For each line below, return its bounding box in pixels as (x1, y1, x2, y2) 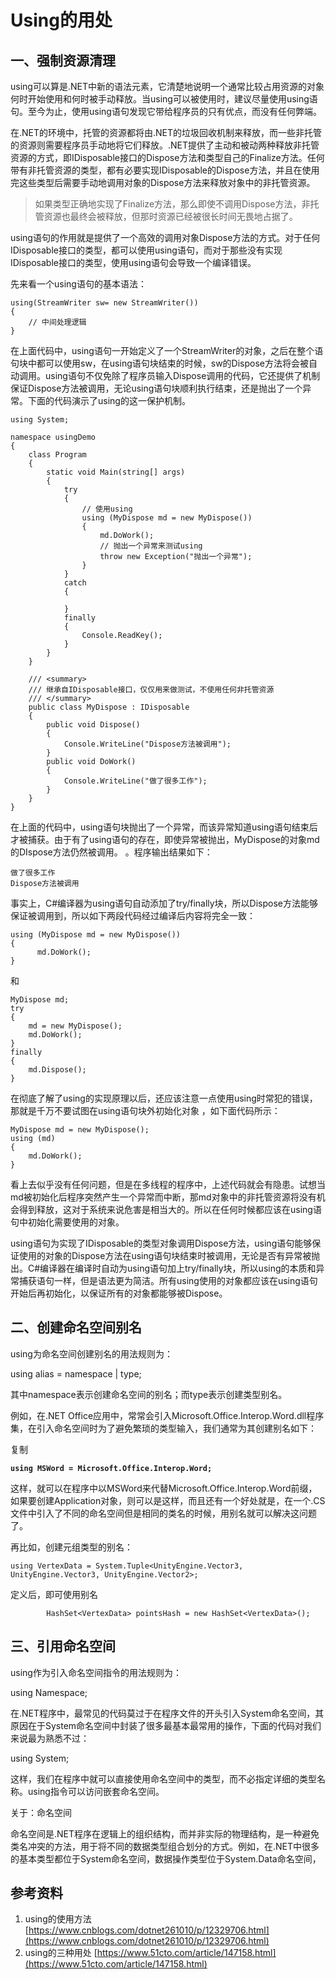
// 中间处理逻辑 (28, 317, 87, 327)
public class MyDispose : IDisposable (28, 702, 190, 712)
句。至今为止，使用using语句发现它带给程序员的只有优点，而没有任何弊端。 (10, 106, 322, 117)
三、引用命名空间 (10, 1638, 116, 1655)
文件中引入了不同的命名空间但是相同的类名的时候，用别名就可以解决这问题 (10, 1507, 317, 1519)
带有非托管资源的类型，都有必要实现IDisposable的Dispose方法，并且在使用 (10, 164, 320, 176)
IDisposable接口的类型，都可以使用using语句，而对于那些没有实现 (10, 244, 283, 256)
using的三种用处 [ (24, 1947, 98, 1959)
